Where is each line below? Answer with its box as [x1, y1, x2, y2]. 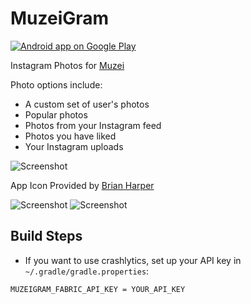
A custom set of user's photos [24, 98, 150, 110]
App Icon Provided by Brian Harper [10, 179, 155, 191]
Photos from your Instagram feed [24, 119, 162, 131]
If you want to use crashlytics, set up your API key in [24, 254, 242, 266]
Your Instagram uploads [24, 140, 124, 152]
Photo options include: [10, 78, 103, 91]
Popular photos [24, 108, 88, 121]
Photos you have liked [24, 130, 117, 142]
